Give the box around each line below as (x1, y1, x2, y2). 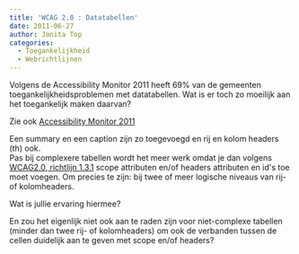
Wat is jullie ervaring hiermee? (9, 198, 121, 209)
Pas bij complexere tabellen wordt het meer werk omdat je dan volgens (9, 153, 272, 162)
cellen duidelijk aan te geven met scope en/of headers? (9, 235, 215, 245)
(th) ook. (9, 143, 41, 153)
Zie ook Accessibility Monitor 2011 (9, 116, 136, 127)
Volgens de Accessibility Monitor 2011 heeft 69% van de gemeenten (9, 80, 262, 90)
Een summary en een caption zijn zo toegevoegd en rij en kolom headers (9, 134, 279, 144)
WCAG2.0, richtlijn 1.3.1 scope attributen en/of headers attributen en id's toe (9, 162, 290, 172)
